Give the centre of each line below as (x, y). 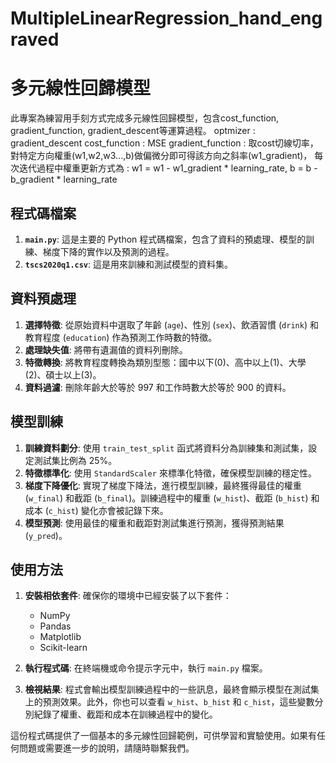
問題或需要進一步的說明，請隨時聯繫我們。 (106, 748)
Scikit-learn (63, 648)
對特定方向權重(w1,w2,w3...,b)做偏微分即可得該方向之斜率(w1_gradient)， (161, 156)
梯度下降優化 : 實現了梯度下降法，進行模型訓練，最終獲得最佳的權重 (163, 485)
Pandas (55, 626)
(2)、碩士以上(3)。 (63, 374)
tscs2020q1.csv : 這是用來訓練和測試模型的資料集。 (129, 264)
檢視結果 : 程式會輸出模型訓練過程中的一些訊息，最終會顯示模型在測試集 (172, 689)
